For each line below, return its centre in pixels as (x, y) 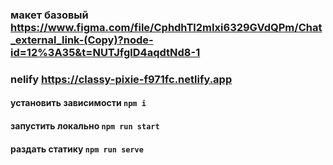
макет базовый (49, 15)
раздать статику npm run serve (77, 149)
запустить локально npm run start (85, 126)
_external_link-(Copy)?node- (82, 40)
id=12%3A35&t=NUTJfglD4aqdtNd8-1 (105, 52)
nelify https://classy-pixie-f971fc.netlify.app (121, 79)
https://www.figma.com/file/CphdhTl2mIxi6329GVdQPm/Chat (166, 27)
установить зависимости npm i (78, 103)
